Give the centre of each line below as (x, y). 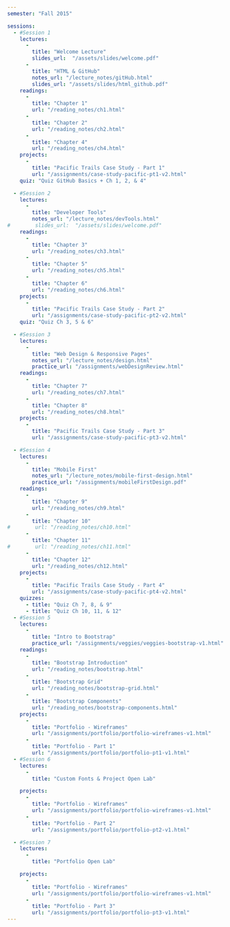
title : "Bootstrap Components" (77, 701)
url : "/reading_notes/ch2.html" (79, 129)
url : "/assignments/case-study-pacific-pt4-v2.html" (109, 592)
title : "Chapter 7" (60, 386)
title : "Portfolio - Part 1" (74, 747)
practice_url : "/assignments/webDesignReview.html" (108, 367)
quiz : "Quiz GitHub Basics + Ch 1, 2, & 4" (83, 181)
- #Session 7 (32, 842)
